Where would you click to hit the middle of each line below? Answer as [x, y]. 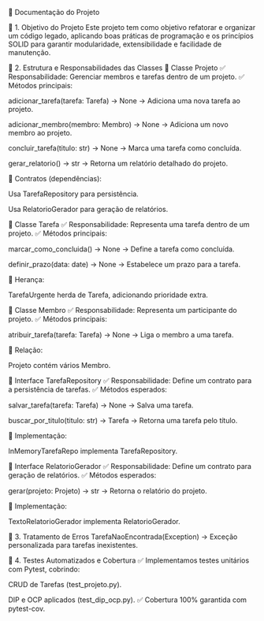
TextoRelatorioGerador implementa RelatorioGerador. [95, 521]
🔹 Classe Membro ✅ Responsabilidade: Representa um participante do [123, 310]
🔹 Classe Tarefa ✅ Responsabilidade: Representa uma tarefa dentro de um [129, 224]
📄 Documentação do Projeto [54, 12]
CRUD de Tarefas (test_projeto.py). [65, 584]
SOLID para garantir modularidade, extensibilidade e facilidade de [115, 44]
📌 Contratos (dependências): [55, 178]
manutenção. [30, 52]
